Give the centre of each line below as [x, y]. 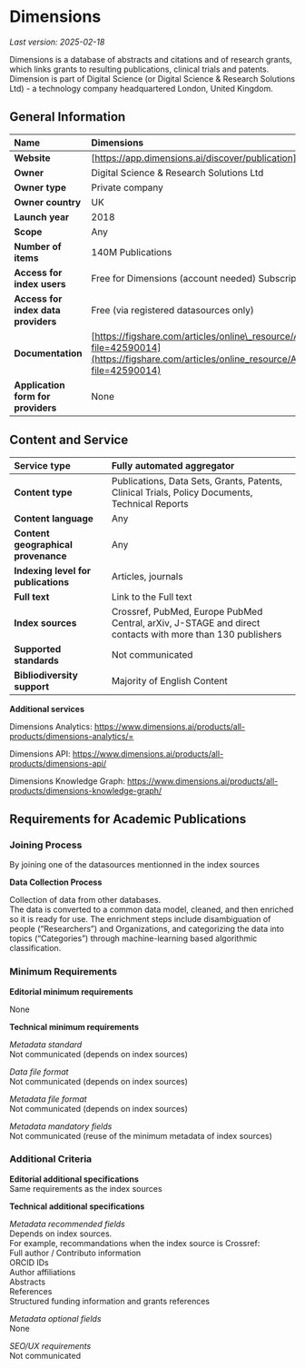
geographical [43, 544]
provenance [40, 556]
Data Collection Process [56, 882]
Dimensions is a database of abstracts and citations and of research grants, [151, 59]
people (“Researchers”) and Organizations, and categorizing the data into [147, 929]
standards [36, 660]
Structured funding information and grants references [110, 1301]
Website [32, 158]
